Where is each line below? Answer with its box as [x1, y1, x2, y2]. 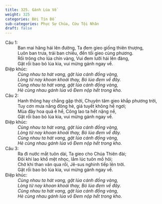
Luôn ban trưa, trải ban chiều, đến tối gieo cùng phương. [17, 50, 134, 56]
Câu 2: [5, 93, 19, 99]
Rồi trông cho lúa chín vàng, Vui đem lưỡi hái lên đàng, [17, 55, 130, 61]
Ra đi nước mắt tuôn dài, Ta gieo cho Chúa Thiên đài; [17, 151, 127, 157]
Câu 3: [5, 146, 19, 152]
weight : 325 [5, 12, 30, 17]
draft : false [5, 26, 32, 31]
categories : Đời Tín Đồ [5, 16, 55, 21]
